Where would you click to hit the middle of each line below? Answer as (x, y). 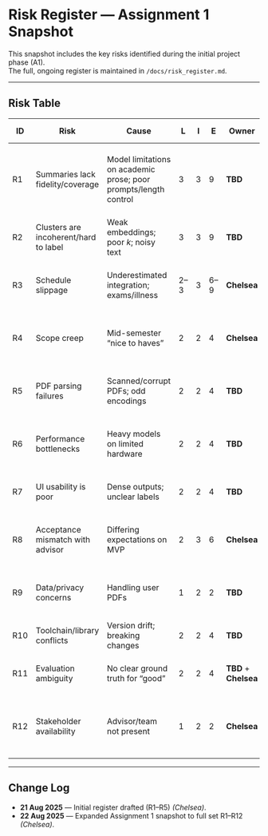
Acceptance (58, 529)
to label (49, 247)
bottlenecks (58, 449)
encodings (126, 401)
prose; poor (128, 179)
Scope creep (59, 338)
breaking (123, 635)
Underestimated (137, 275)
